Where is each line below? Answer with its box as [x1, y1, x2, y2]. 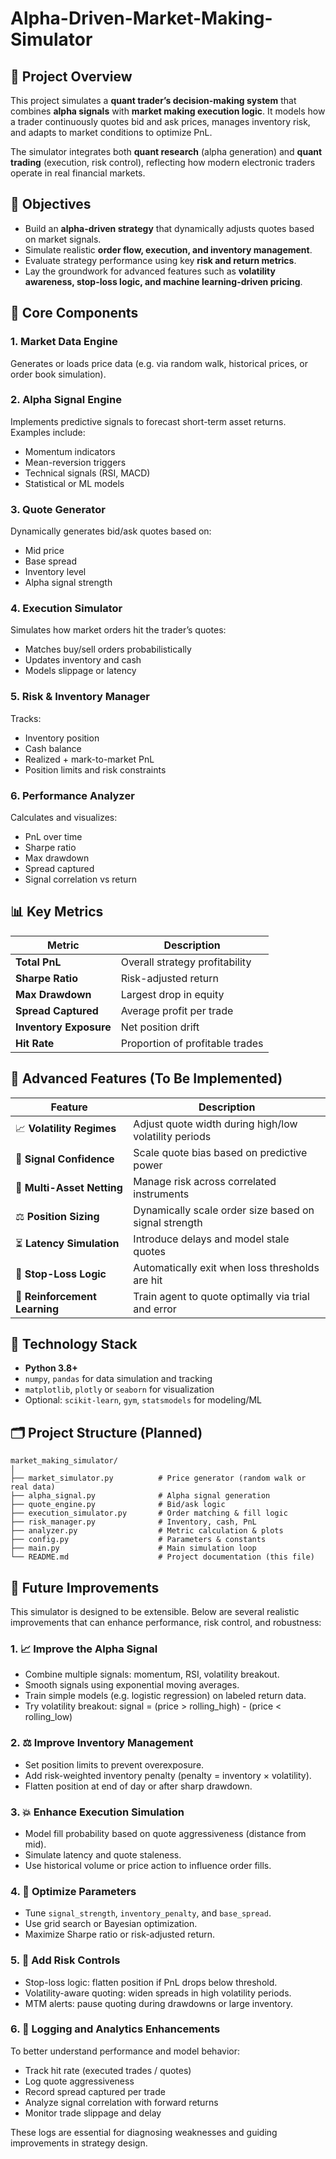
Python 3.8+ [24, 1362, 78, 1374]
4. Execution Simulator [10, 602, 123, 616]
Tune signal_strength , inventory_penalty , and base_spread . [24, 1907, 272, 1919]
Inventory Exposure [15, 1020, 112, 1034]
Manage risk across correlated [133, 1174, 277, 1188]
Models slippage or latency [24, 665, 137, 677]
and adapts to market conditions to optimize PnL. [10, 127, 213, 138]
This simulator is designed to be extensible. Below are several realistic [10, 1606, 300, 1618]
